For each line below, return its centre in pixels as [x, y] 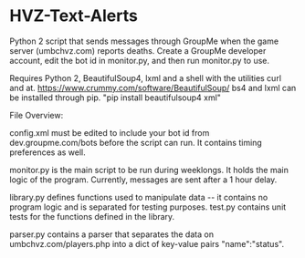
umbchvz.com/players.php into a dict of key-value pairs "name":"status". [147, 243]
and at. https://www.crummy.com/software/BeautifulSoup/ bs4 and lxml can [153, 88]
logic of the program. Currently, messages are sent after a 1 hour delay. [143, 180]
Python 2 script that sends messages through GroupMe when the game [144, 41]
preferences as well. [48, 152]
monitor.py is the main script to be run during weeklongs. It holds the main [149, 170]
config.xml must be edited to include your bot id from [110, 132]
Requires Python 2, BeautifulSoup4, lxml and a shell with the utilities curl [145, 77]
